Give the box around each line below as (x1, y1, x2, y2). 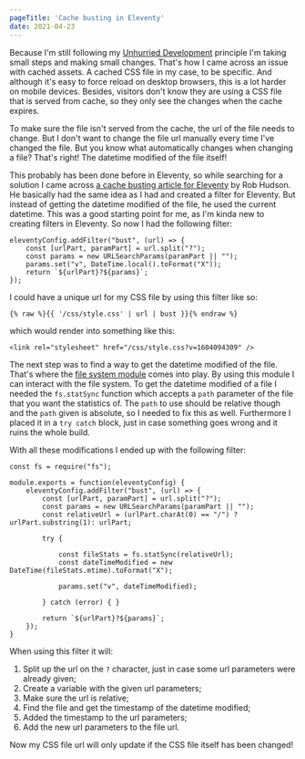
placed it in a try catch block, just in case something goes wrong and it (9, 417, 278, 428)
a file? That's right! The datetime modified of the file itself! (9, 151, 228, 162)
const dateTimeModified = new (57, 557, 173, 567)
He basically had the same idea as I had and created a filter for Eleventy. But (9, 189, 296, 200)
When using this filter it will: (9, 645, 114, 657)
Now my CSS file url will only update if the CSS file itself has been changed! (9, 739, 294, 750)
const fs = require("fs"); (9, 462, 112, 471)
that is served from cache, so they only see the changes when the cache (9, 95, 283, 106)
